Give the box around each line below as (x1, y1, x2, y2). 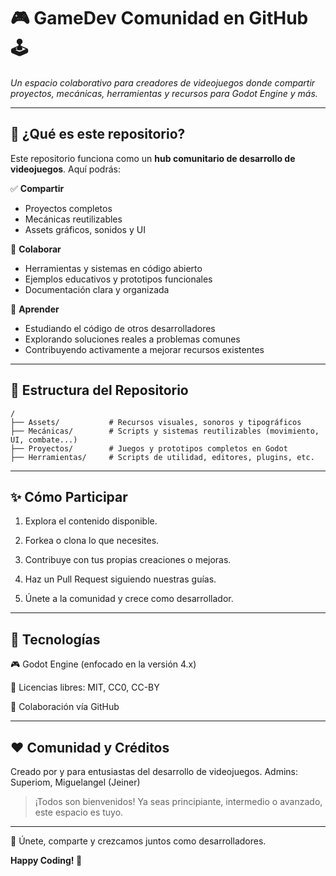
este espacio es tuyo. (34, 806, 124, 818)
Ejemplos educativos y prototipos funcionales (24, 273, 213, 285)
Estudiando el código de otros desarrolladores (24, 322, 216, 334)
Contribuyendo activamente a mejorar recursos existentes (24, 343, 265, 355)
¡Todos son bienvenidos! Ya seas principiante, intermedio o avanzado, (34, 796, 323, 807)
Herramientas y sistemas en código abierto (24, 262, 203, 274)
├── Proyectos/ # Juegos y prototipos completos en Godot (10, 443, 288, 454)
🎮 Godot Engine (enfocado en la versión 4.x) (10, 658, 197, 670)
